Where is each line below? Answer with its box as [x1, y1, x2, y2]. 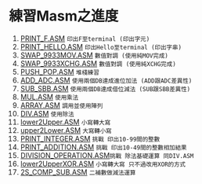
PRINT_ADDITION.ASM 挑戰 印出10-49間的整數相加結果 [20, 142, 187, 152]
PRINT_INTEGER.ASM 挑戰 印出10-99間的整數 [20, 134, 161, 143]
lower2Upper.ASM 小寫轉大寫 [20, 117, 111, 127]
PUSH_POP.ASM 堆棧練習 [20, 67, 100, 76]
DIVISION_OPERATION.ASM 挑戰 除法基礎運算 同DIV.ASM [20, 150, 194, 160]
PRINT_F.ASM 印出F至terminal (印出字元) [20, 33, 150, 43]
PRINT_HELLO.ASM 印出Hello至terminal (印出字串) [20, 42, 182, 51]
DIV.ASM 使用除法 [20, 109, 74, 118]
